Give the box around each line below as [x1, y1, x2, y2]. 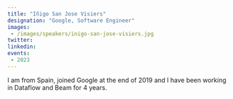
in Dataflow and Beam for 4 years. [7, 83, 108, 92]
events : [7, 50, 31, 57]
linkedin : [7, 43, 37, 50]
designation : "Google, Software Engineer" [7, 17, 135, 24]
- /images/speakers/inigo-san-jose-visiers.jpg [10, 30, 154, 37]
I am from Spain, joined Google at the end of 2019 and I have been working [7, 76, 227, 84]
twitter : [7, 37, 33, 44]
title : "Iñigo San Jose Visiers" [7, 10, 107, 18]
